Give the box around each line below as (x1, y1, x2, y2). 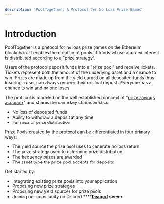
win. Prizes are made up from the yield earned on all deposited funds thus (5, 74, 155, 81)
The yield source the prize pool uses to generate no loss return (12, 143, 140, 149)
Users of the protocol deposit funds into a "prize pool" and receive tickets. (5, 64, 155, 70)
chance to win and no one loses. (5, 85, 71, 91)
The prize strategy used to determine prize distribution (12, 148, 123, 154)
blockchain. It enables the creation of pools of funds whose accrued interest (5, 49, 159, 55)
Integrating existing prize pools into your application (12, 178, 117, 184)
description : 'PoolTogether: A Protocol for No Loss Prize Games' (5, 7, 143, 12)
